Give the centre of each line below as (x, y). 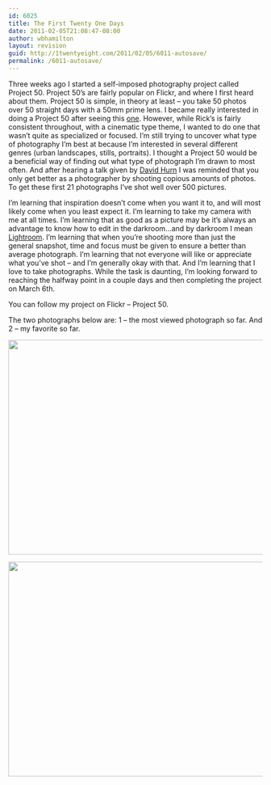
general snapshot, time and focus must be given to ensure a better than (127, 245)
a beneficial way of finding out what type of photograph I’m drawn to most (132, 161)
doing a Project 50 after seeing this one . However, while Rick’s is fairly (125, 118)
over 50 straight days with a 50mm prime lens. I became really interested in (133, 109)
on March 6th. (31, 289)
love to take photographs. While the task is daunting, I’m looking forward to (133, 271)
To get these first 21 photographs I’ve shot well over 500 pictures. (118, 187)
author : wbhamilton (41, 38)
